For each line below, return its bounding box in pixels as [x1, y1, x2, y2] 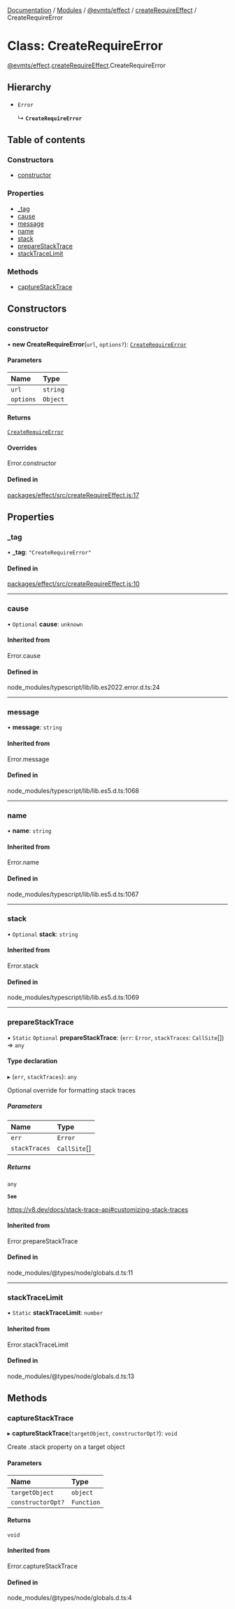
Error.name [7, 858, 40, 867]
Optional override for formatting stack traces [7, 1086, 136, 1094]
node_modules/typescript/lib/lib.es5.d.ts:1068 [7, 786, 140, 795]
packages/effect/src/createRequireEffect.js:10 [7, 580, 140, 588]
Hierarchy [7, 81, 52, 93]
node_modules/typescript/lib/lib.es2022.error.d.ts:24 [7, 683, 160, 692]
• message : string [7, 723, 62, 732]
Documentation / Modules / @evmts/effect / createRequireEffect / [7, 6, 197, 14]
